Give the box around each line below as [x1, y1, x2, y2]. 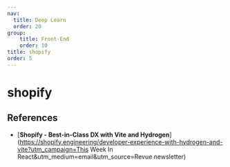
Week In [90, 145, 114, 153]
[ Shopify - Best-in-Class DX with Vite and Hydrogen [17, 130, 170, 139]
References [7, 112, 58, 124]
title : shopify [7, 49, 51, 56]
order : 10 [19, 42, 48, 49]
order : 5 [7, 55, 32, 62]
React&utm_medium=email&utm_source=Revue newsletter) [17, 153, 186, 161]
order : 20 [13, 23, 41, 30]
